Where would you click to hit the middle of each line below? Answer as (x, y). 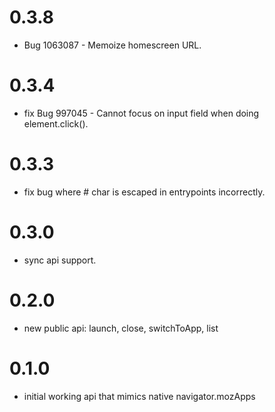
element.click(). (56, 123)
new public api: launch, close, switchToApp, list (121, 328)
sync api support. (60, 260)
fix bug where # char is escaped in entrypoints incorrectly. (144, 192)
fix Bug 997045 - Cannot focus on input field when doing (141, 113)
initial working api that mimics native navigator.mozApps (139, 396)
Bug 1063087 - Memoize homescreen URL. (112, 45)
